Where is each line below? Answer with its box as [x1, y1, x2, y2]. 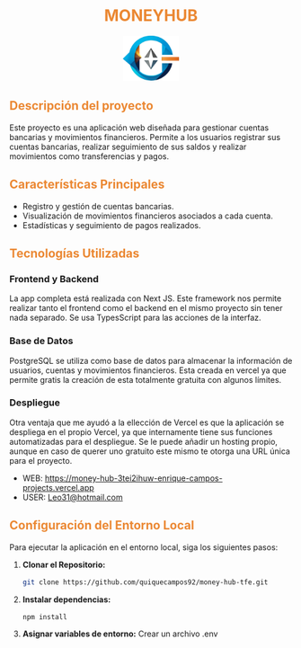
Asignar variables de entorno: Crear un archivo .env [22, 628, 218, 639]
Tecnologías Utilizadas [9, 245, 140, 261]
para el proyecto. [9, 455, 73, 466]
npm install [22, 612, 67, 621]
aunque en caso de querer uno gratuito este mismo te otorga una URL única [9, 446, 290, 457]
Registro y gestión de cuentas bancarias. [22, 200, 174, 211]
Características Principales [9, 177, 165, 192]
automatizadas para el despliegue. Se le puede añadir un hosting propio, [9, 436, 279, 447]
